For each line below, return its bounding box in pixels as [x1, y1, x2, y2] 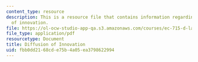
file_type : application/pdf [6, 31, 75, 37]
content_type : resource [6, 8, 65, 15]
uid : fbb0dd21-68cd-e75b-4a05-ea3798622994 [6, 47, 115, 53]
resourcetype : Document [6, 36, 65, 42]
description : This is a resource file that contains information [6, 14, 170, 20]
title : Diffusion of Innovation [6, 42, 85, 48]
